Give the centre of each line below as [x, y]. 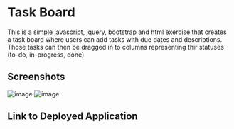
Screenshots [36, 77]
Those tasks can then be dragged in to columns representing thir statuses [116, 47]
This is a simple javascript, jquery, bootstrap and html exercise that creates [117, 32]
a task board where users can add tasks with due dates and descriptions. [115, 39]
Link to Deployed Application [73, 117]
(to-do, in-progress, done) [46, 55]
